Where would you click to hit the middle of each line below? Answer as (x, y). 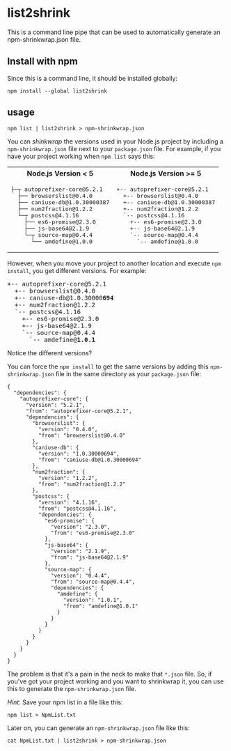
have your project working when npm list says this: (81, 156)
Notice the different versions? (50, 353)
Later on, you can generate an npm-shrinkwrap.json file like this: (98, 728)
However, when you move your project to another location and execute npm (114, 263)
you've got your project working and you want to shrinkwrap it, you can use (115, 681)
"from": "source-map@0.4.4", (93, 582)
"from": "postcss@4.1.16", (77, 509)
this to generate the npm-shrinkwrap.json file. (72, 688)
